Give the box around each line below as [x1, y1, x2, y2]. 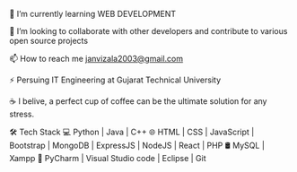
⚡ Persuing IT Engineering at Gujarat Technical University [9, 74, 222, 85]
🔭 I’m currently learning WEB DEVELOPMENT [9, 9, 177, 19]
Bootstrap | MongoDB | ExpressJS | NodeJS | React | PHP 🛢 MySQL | [9, 140, 265, 150]
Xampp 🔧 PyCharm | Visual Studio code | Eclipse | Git [9, 153, 206, 163]
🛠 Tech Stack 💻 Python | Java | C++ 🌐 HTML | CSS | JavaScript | [9, 126, 255, 137]
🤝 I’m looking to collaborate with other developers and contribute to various [9, 26, 288, 36]
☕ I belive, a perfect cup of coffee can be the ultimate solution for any [9, 96, 267, 107]
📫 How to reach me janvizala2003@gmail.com [9, 54, 184, 64]
